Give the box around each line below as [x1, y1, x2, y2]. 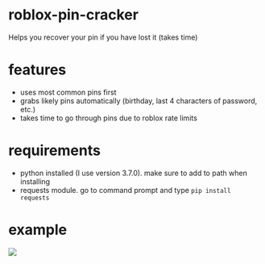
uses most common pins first [19, 87, 117, 97]
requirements [8, 141, 101, 160]
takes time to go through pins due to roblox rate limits [19, 113, 197, 123]
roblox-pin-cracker [8, 6, 139, 24]
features [8, 61, 67, 79]
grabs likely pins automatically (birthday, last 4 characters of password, [19, 95, 258, 106]
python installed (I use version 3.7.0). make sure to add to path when [19, 168, 247, 178]
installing [19, 176, 51, 186]
